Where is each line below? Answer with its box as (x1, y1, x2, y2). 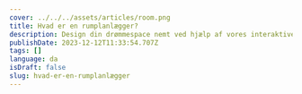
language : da (9, 55, 58, 64)
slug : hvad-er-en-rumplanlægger (9, 72, 130, 81)
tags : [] (9, 47, 42, 56)
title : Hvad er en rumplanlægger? (9, 21, 139, 30)
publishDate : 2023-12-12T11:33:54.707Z (9, 38, 159, 47)
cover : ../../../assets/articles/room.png (9, 13, 171, 22)
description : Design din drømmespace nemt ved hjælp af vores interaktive (9, 30, 296, 38)
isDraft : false (9, 64, 67, 73)
